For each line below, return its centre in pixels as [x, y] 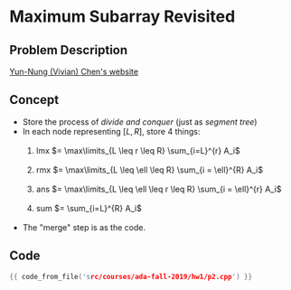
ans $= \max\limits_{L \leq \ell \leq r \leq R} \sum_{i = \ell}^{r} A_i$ [159, 189]
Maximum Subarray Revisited [122, 17]
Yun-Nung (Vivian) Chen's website [74, 71]
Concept [34, 100]
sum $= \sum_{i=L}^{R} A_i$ [89, 208]
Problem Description [69, 50]
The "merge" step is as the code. [84, 227]
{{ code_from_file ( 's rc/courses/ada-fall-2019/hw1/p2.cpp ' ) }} [131, 276]
